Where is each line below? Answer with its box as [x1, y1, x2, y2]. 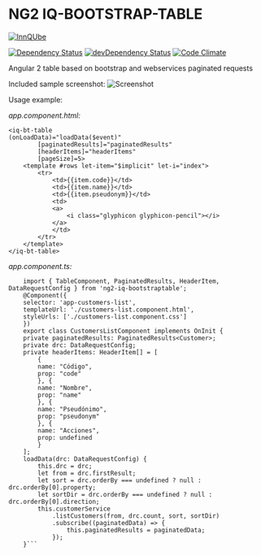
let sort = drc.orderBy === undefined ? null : [37, 476, 202, 484]
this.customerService [37, 505, 111, 513]
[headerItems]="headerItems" [37, 147, 137, 155]
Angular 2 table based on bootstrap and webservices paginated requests [8, 63, 254, 73]
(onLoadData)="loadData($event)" [8, 133, 122, 141]
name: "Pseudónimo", [37, 405, 107, 413]
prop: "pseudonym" [37, 412, 100, 420]
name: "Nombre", [37, 384, 93, 392]
